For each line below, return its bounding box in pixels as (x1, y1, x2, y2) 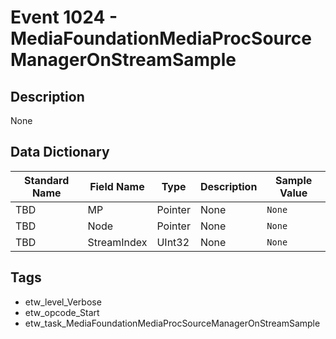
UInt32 (156, 235, 190, 249)
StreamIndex (87, 235, 148, 249)
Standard (24, 173, 70, 187)
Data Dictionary (10, 144, 110, 161)
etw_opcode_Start (24, 306, 100, 318)
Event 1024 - (10, 6, 118, 29)
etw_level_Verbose (24, 296, 102, 308)
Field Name (89, 179, 145, 193)
